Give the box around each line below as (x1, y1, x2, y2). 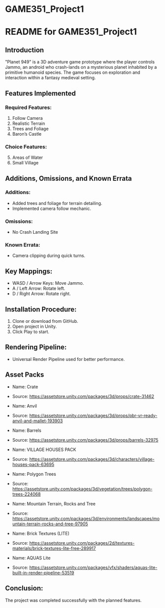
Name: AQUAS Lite (12, 555, 51, 560)
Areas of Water (12, 154, 43, 160)
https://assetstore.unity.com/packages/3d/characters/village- (29, 456, 155, 462)
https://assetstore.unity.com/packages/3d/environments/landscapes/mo (12, 515, 160, 521)
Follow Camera (12, 115, 43, 121)
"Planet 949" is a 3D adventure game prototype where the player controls (5, 59, 155, 65)
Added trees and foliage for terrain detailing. (12, 200, 102, 206)
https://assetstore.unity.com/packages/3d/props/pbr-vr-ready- (29, 412, 158, 418)
